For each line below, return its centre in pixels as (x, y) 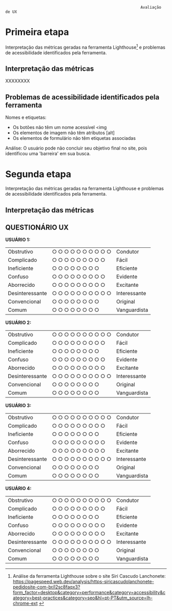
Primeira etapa (37, 32)
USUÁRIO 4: (18, 489)
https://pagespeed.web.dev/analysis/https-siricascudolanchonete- (83, 582)
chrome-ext (25, 603)
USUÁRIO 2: (18, 323)
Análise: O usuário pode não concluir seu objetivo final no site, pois (76, 148)
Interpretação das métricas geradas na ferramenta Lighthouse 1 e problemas (85, 47)
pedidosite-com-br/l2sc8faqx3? (46, 587)
